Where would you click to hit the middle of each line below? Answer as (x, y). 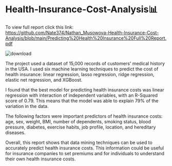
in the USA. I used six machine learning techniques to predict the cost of (82, 69)
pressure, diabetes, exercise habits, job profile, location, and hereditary (81, 127)
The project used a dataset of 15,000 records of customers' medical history (85, 63)
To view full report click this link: (39, 27)
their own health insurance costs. (41, 159)
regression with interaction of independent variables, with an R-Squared (82, 95)
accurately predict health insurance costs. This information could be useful (85, 148)
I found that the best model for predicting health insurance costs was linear (85, 89)
